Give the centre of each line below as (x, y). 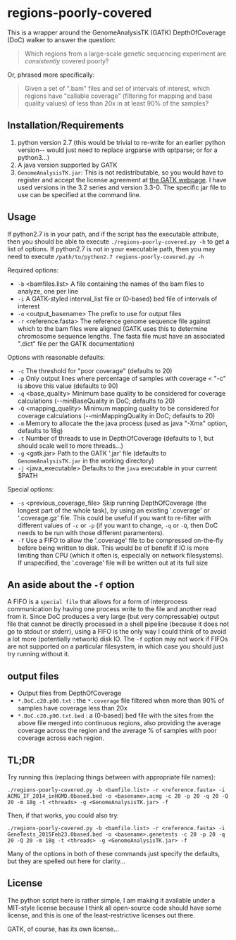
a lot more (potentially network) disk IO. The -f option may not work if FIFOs (118, 639)
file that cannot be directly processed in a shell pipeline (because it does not (118, 624)
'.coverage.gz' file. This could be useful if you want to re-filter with (114, 518)
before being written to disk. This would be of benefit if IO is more (113, 548)
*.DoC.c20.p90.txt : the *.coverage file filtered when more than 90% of (121, 701)
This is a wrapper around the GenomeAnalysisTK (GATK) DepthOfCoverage (117, 32)
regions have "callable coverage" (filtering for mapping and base (118, 96)
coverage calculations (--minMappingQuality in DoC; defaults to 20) (116, 415)
